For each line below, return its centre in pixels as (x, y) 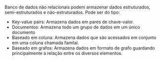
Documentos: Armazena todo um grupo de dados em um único (76, 27)
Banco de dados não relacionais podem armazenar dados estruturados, (78, 7)
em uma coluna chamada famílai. (45, 43)
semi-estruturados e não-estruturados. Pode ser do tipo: (62, 12)
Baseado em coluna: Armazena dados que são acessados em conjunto (84, 37)
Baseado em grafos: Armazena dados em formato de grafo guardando (83, 48)
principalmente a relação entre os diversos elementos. (67, 53)
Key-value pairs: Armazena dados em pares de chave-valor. (73, 22)
